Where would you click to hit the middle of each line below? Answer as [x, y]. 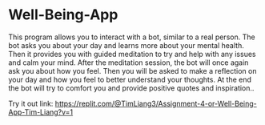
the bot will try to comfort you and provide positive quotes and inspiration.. [131, 88]
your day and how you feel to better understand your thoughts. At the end [130, 79]
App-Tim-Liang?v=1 [41, 112]
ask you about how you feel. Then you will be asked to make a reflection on [132, 71]
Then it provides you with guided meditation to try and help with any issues [132, 54]
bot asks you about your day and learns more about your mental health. [126, 45]
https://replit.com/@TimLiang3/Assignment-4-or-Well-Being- [156, 103]
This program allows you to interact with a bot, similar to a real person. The [132, 37]
